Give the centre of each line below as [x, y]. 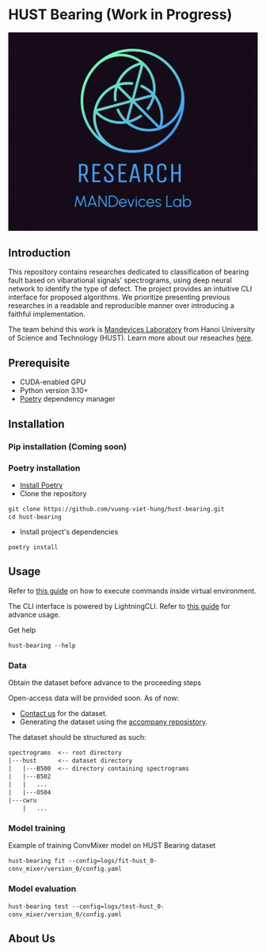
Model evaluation [42, 889]
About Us [32, 938]
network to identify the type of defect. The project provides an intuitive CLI [130, 289]
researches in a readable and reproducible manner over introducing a [122, 306]
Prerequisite [39, 363]
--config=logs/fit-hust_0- [113, 861]
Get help [22, 630]
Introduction [40, 253]
